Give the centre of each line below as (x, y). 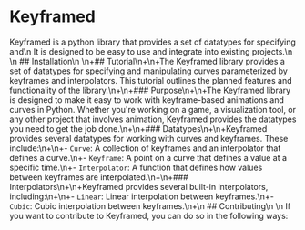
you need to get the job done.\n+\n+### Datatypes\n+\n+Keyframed (138, 128)
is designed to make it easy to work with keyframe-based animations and (147, 100)
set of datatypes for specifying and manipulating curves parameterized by (149, 71)
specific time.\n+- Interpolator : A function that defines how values (136, 167)
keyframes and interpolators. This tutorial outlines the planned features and (151, 80)
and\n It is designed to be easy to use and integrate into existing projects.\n (151, 51)
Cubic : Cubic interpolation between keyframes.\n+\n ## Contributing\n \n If (150, 205)
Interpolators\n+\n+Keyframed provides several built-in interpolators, (139, 186)
